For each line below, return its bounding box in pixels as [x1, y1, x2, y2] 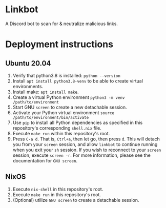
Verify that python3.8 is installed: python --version [12, 72, 120, 78]
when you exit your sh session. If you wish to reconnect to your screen [12, 147, 161, 153]
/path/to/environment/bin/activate [12, 115, 89, 120]
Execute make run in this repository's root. [12, 191, 101, 198]
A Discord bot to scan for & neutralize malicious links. [5, 20, 118, 27]
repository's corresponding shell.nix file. [12, 124, 101, 131]
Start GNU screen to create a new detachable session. [12, 104, 127, 110]
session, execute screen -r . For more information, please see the [12, 152, 151, 158]
